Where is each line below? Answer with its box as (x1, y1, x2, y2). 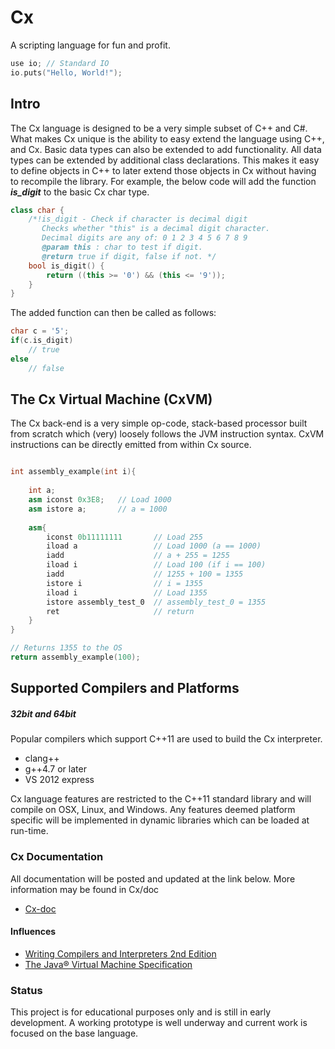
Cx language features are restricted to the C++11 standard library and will (10, 793, 312, 805)
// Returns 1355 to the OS (10, 643, 123, 653)
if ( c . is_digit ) (10, 336, 74, 346)
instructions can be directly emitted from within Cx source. (10, 439, 252, 451)
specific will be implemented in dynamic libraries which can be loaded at (10, 814, 310, 826)
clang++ (24, 752, 60, 765)
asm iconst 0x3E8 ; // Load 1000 (28, 495, 172, 505)
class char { (10, 205, 65, 215)
